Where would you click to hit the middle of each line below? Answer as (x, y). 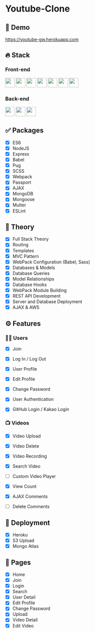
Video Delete (26, 446)
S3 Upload (23, 541)
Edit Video (23, 625)
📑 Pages (18, 562)
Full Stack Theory (30, 239)
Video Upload (26, 436)
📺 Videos (17, 423)
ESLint (19, 211)
